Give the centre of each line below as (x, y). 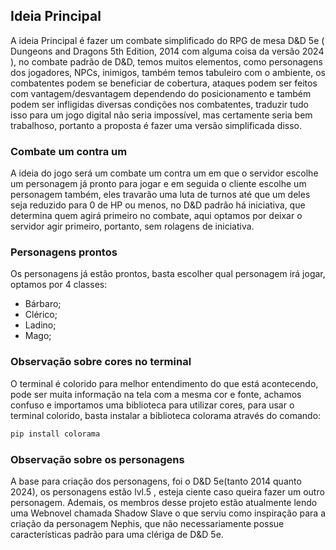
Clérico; (41, 315)
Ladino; (40, 325)
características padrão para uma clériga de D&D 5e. (117, 534)
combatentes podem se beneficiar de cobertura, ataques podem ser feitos (164, 83)
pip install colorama (55, 434)
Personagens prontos (64, 252)
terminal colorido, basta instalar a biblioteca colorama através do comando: (166, 415)
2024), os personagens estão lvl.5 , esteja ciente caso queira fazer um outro (167, 491)
